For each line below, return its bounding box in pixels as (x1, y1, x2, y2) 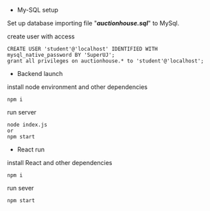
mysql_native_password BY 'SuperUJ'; (7, 51, 115, 58)
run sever (7, 184, 34, 192)
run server (7, 108, 36, 116)
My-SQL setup (16, 6, 58, 14)
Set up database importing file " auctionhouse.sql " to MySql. (7, 19, 180, 27)
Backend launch (16, 70, 63, 77)
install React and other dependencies (7, 159, 113, 166)
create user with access (7, 32, 75, 40)
